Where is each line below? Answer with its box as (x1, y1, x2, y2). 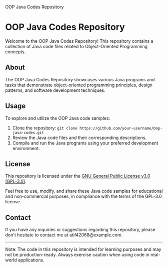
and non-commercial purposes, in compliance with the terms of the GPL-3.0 (5, 193, 162, 199)
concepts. (5, 49, 26, 55)
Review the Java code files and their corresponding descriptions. (12, 135, 147, 141)
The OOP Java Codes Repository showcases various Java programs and (5, 76, 155, 82)
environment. (12, 145, 40, 151)
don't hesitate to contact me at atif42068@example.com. (5, 232, 123, 238)
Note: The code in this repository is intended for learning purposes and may (5, 246, 161, 252)
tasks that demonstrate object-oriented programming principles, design (5, 82, 152, 88)
